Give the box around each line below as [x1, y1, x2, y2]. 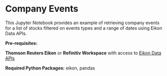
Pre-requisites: [5, 40, 38, 46]
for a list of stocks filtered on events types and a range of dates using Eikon [5, 25, 162, 31]
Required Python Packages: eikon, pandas [5, 65, 95, 71]
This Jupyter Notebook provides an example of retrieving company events [5, 20, 160, 26]
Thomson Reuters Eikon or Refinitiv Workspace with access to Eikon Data [5, 50, 161, 56]
